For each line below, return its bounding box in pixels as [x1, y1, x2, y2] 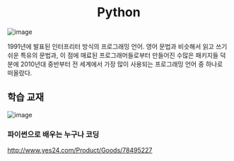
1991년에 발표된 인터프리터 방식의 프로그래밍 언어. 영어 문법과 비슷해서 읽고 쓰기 [7, 42, 228, 50]
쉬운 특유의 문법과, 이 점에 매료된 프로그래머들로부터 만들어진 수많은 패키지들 [7, 51, 219, 59]
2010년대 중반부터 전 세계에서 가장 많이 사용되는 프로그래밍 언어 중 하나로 [20, 59, 223, 68]
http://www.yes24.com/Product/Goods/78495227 [7, 146, 153, 155]
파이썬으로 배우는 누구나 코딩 [7, 129, 100, 139]
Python [97, 4, 141, 20]
